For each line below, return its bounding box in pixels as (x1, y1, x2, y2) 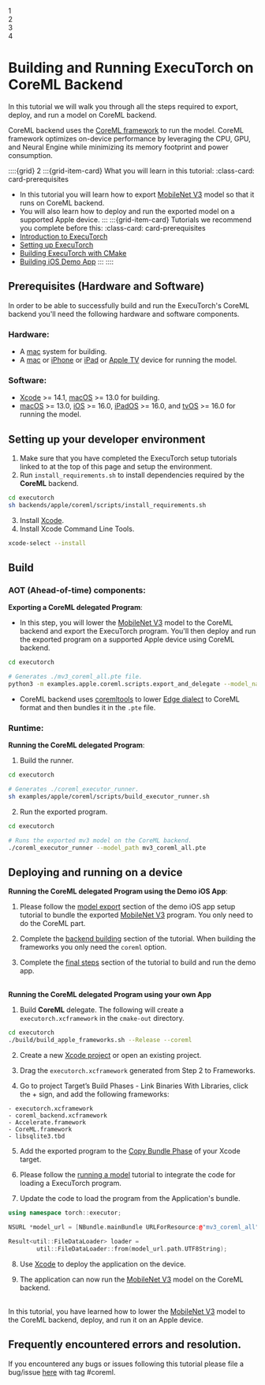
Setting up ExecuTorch (19, 239, 94, 250)
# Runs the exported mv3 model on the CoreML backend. (8, 836, 192, 845)
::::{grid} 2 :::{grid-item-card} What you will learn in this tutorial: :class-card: (8, 166, 255, 175)
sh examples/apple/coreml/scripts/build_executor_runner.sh (8, 792, 211, 801)
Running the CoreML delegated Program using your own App (8, 990, 211, 999)
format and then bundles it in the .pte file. (19, 703, 156, 713)
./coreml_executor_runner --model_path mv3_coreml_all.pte (8, 844, 207, 852)
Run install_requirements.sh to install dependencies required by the (19, 470, 244, 480)
